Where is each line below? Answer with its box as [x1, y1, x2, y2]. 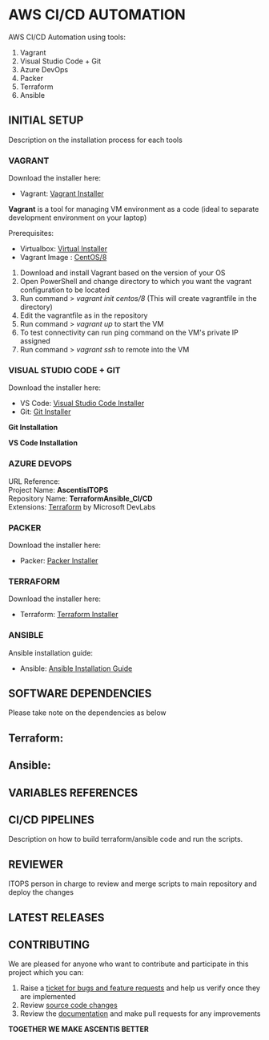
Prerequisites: [8, 229, 54, 238]
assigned [19, 336, 50, 346]
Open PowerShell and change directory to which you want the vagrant [19, 277, 252, 286]
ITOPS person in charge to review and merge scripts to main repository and [8, 879, 258, 888]
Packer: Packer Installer [19, 555, 98, 565]
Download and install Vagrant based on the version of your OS [19, 268, 226, 278]
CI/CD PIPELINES [8, 813, 94, 827]
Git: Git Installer [19, 407, 71, 416]
